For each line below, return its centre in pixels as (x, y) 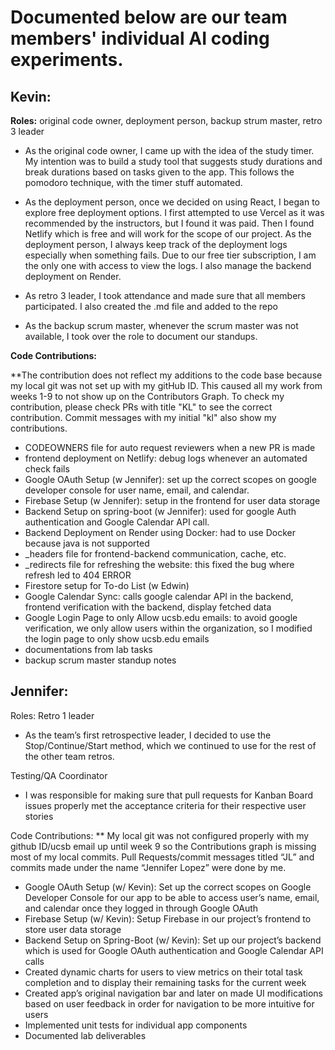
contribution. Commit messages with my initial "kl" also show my (143, 417)
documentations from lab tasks (88, 649)
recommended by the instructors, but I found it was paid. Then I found (169, 223)
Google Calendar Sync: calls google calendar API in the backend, (159, 596)
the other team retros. (69, 756)
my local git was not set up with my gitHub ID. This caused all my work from (166, 385)
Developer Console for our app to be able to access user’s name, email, (172, 897)
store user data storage (73, 929)
